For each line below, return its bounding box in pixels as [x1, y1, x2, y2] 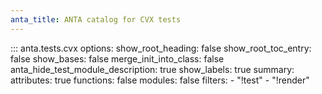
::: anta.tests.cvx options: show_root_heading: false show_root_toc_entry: [10, 42, 312, 54]
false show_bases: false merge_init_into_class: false [10, 52, 225, 65]
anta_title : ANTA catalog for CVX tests [10, 14, 182, 25]
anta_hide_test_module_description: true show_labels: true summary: [10, 63, 295, 75]
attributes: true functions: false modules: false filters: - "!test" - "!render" [10, 74, 310, 86]
